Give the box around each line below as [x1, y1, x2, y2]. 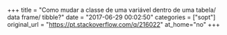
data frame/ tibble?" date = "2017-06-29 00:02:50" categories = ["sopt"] [7, 13, 216, 21]
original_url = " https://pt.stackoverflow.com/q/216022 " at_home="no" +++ [7, 21, 220, 28]
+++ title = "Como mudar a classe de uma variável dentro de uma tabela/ [7, 6, 217, 14]
